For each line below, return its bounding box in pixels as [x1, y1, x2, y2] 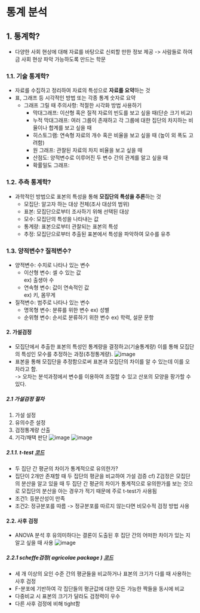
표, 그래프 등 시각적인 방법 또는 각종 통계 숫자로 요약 [14, 94, 136, 102]
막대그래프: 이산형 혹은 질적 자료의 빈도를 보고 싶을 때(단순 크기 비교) [32, 109, 193, 117]
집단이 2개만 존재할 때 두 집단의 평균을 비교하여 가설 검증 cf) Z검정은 [14, 472, 175, 480]
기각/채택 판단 [14, 434, 48, 441]
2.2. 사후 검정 [6, 517, 38, 524]
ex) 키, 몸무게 [23, 291, 56, 298]
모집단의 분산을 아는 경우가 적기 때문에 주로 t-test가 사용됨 [21, 487, 157, 494]
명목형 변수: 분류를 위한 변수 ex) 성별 [23, 306, 110, 313]
